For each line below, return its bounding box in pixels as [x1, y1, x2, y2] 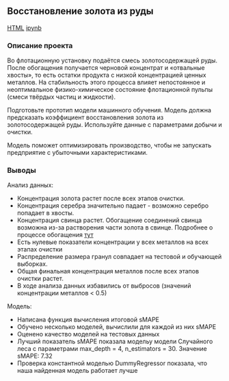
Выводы [7, 166, 36, 175]
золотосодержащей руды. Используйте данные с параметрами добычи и [7, 121, 222, 129]
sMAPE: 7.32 [16, 352, 53, 360]
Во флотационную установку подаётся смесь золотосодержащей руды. [7, 56, 217, 64]
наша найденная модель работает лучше [16, 367, 138, 375]
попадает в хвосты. [16, 209, 75, 217]
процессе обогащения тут [16, 231, 94, 239]
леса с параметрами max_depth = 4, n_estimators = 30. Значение [16, 345, 207, 353]
